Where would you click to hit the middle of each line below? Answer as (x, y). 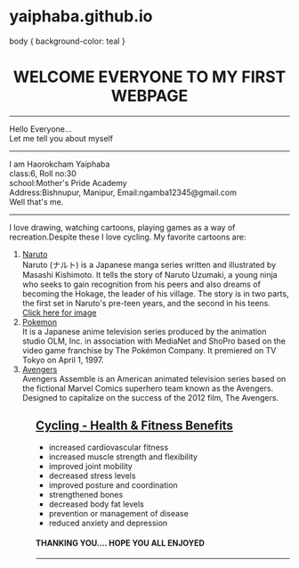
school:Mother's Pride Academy (68, 183)
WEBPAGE (149, 96)
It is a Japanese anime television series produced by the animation (144, 331)
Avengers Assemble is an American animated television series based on (154, 378)
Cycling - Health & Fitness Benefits (134, 426)
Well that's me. (36, 201)
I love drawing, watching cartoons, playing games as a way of (122, 227)
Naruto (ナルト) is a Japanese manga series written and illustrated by (149, 264)
